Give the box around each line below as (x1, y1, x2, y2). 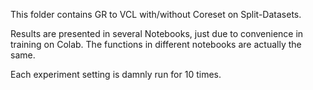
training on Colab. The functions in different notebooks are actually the (10, 39, 302, 50)
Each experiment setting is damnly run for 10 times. (10, 69, 222, 80)
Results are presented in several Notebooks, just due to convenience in (10, 28, 304, 39)
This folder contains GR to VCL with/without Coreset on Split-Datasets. (10, 9, 302, 20)
